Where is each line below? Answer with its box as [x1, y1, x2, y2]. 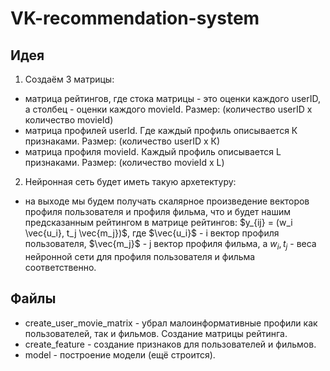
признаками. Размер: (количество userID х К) [24, 135, 221, 147]
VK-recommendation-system [10, 7, 260, 30]
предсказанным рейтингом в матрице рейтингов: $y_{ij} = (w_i [24, 217, 293, 228]
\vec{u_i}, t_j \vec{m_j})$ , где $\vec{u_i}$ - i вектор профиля [24, 227, 280, 239]
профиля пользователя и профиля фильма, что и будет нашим [24, 206, 292, 217]
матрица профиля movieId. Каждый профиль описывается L [24, 146, 282, 157]
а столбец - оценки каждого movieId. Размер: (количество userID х [24, 103, 313, 115]
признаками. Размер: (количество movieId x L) [24, 157, 225, 168]
